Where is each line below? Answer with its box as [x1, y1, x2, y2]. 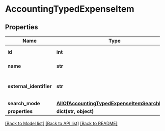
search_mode [7, 100, 40, 107]
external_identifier [7, 83, 52, 89]
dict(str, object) [56, 108, 94, 114]
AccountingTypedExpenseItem [5, 3, 135, 15]
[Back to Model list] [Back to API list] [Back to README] [5, 121, 118, 126]
